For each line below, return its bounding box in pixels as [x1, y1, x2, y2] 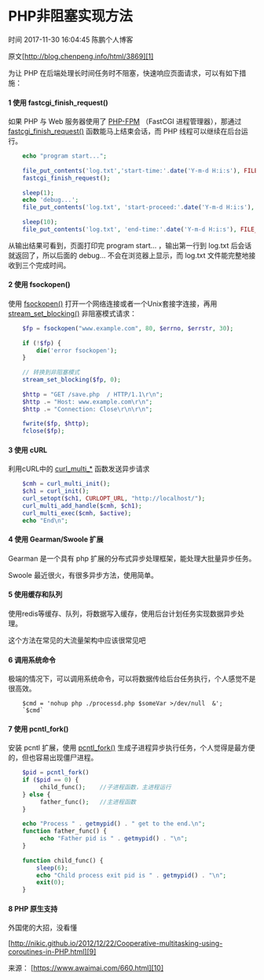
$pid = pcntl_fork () [22, 769, 90, 777]
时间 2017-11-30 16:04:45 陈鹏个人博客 [8, 35, 134, 44]
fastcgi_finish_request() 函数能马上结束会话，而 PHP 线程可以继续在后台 [8, 127, 242, 136]
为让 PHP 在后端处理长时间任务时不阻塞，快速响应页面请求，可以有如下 [8, 68, 240, 77]
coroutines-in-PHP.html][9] [8, 947, 97, 956]
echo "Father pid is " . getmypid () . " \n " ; [39, 835, 189, 843]
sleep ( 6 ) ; [36, 864, 68, 872]
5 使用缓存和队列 [8, 590, 63, 599]
